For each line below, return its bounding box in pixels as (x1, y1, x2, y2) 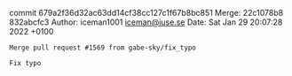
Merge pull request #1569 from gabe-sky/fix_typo (9, 43, 197, 52)
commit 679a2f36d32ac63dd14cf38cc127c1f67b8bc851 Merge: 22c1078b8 (9, 8, 284, 18)
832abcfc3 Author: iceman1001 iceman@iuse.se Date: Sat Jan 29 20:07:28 (9, 17, 283, 27)
